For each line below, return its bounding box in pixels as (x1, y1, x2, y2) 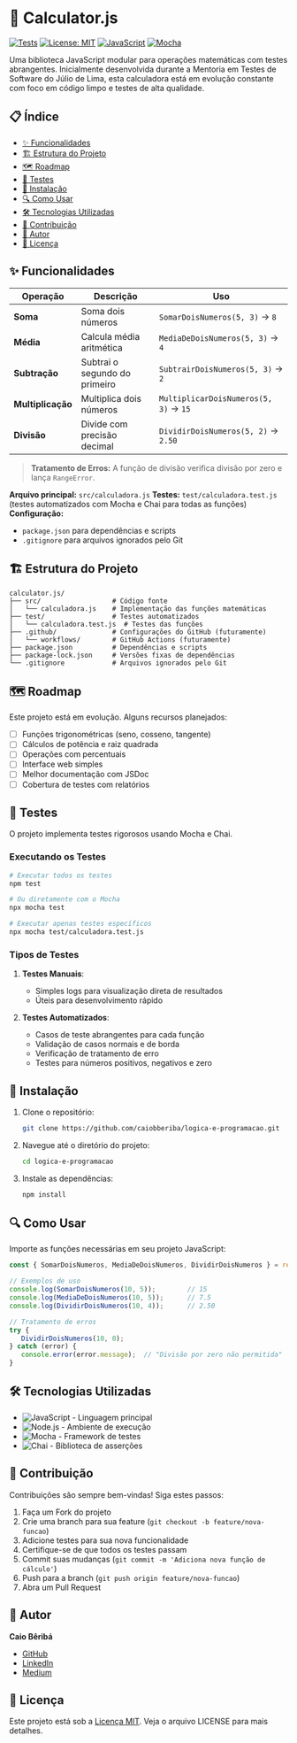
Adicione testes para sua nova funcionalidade (21, 1535, 189, 1546)
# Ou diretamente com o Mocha (9, 895, 121, 904)
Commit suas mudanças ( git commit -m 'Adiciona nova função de (21, 1554, 266, 1564)
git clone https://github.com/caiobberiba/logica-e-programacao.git (21, 1124, 280, 1133)
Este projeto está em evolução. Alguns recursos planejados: (9, 712, 228, 722)
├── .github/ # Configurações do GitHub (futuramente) (9, 628, 267, 636)
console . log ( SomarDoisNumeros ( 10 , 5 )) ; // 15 (9, 1285, 208, 1294)
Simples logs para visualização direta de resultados (34, 986, 224, 997)
